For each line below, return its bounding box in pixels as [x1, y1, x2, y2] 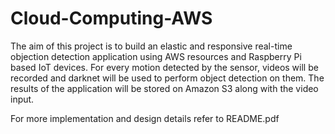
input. [10, 93, 35, 105]
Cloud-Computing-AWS [10, 7, 213, 30]
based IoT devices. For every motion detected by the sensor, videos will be [10, 61, 319, 73]
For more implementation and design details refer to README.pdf [10, 112, 280, 124]
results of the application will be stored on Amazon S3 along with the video [10, 82, 319, 94]
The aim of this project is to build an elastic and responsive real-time [10, 40, 293, 52]
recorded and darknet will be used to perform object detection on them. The [10, 72, 325, 84]
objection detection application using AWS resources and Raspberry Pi [10, 50, 302, 62]
